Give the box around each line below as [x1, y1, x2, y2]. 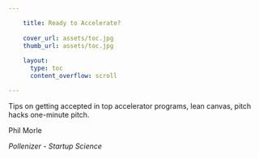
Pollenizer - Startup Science [8, 141, 103, 151]
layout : [23, 57, 49, 65]
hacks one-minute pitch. [8, 110, 90, 119]
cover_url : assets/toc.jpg [23, 34, 114, 42]
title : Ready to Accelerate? [23, 19, 121, 27]
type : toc [29, 64, 63, 73]
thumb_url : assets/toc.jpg [23, 41, 114, 49]
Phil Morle [8, 125, 43, 135]
